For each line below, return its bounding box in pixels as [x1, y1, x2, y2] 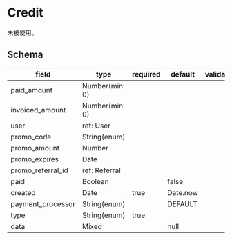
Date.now [167, 188, 199, 197]
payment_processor [10, 199, 76, 208]
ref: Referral [81, 166, 121, 175]
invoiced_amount [10, 105, 66, 114]
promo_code [10, 132, 52, 141]
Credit [7, 5, 43, 21]
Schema [7, 49, 43, 61]
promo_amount [10, 143, 60, 152]
